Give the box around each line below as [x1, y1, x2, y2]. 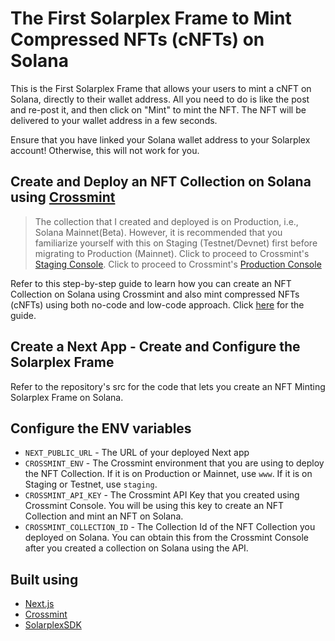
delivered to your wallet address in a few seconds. [10, 114, 218, 126]
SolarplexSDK [24, 619, 82, 631]
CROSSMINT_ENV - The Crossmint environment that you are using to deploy [24, 457, 325, 469]
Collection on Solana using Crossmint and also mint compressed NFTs [10, 288, 300, 300]
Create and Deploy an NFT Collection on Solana [10, 173, 312, 191]
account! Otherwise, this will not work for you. [10, 144, 200, 156]
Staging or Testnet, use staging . [24, 478, 158, 491]
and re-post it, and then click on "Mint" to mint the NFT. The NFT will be [10, 103, 307, 116]
